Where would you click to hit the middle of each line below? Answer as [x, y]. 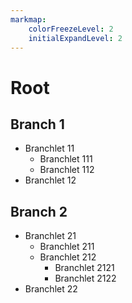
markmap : [28, 19]
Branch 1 [37, 124]
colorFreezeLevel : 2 [71, 29]
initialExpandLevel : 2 [75, 38]
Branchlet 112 [67, 170]
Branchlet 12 [50, 180]
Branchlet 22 [51, 289]
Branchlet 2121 [84, 268]
